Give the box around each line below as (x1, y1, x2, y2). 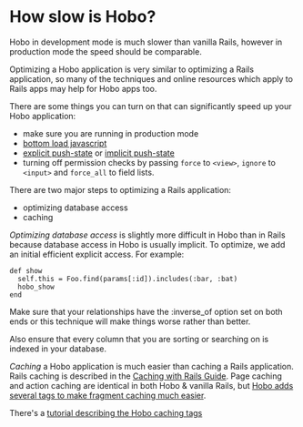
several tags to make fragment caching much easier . (9, 390, 207, 401)
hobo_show (17, 282, 55, 291)
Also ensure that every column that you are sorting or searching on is (9, 333, 269, 344)
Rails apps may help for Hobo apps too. (9, 83, 157, 94)
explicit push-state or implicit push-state (22, 147, 175, 158)
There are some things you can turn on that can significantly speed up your (9, 100, 293, 111)
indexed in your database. (9, 343, 107, 354)
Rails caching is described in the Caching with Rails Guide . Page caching (9, 371, 282, 381)
